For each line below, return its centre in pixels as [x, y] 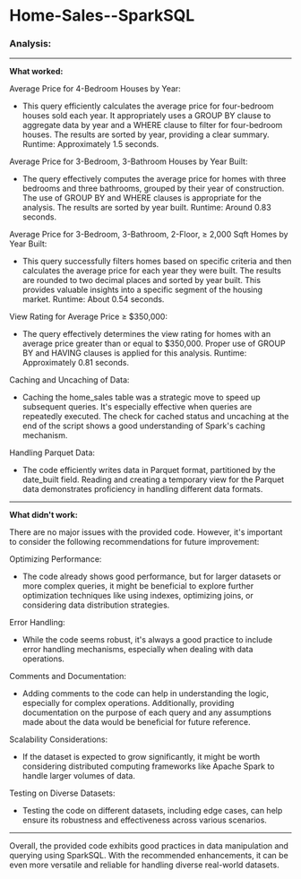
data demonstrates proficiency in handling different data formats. [142, 489]
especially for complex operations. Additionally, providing [128, 703]
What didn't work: [43, 515]
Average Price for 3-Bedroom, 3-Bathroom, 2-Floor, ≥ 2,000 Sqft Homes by [149, 235]
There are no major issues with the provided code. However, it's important [146, 532]
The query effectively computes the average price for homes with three [154, 179]
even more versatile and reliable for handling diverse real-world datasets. [144, 865]
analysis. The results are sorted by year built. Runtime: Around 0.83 [146, 208]
